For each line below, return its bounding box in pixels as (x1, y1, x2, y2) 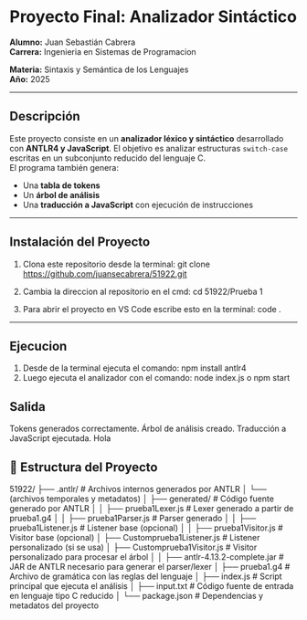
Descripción (9, 109, 80, 124)
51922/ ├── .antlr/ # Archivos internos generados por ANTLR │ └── (9, 484, 267, 494)
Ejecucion (9, 338, 68, 353)
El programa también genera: (9, 162, 119, 173)
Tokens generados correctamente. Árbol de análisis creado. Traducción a (9, 423, 287, 435)
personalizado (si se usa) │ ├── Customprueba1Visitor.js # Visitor (9, 541, 258, 552)
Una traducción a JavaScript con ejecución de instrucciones (22, 199, 254, 210)
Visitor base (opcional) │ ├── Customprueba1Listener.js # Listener (9, 532, 260, 542)
